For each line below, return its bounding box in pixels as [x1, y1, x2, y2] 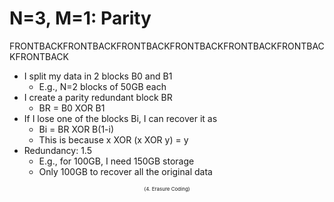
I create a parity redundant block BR [23, 91, 173, 103]
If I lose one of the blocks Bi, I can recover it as [23, 112, 218, 124]
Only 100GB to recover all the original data [38, 165, 213, 177]
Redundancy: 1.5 [23, 144, 92, 156]
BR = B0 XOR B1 [38, 102, 106, 114]
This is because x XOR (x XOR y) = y [38, 133, 189, 146]
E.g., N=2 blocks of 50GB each [38, 80, 167, 92]
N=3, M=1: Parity [9, 7, 152, 30]
